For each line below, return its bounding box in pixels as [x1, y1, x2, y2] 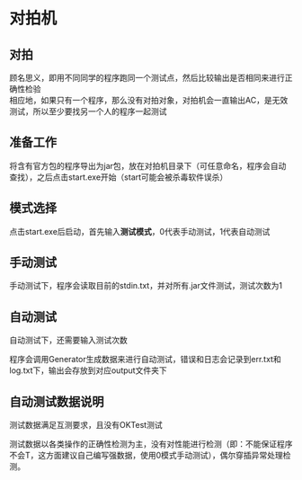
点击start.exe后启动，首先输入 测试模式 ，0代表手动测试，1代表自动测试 [9, 226, 271, 236]
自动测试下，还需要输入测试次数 [9, 334, 128, 346]
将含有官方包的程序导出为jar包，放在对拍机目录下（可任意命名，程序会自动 [9, 160, 287, 171]
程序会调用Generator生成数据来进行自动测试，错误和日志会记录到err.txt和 [9, 354, 281, 365]
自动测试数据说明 [9, 394, 104, 409]
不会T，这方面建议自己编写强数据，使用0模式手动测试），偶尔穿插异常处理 [9, 450, 283, 461]
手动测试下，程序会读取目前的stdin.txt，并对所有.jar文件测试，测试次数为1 [9, 280, 283, 291]
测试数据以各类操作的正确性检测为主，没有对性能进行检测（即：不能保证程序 [9, 439, 293, 449]
